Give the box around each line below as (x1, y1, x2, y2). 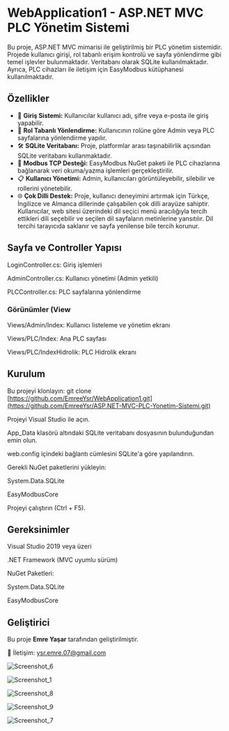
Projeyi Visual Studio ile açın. (7, 415, 90, 423)
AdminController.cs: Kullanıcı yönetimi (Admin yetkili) (7, 274, 159, 282)
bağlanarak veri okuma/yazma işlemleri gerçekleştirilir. (17, 166, 174, 175)
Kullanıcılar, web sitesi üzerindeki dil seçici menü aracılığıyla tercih (17, 207, 207, 215)
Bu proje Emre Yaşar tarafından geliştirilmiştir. (7, 635, 139, 644)
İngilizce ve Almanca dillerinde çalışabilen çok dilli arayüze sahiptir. (17, 199, 210, 207)
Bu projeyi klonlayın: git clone (7, 386, 92, 395)
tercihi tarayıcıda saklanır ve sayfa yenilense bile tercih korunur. (17, 221, 200, 230)
